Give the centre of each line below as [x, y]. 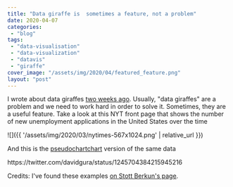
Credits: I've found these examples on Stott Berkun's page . [93, 176]
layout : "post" [30, 79]
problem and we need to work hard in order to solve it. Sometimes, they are [117, 107]
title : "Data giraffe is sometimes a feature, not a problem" [102, 14]
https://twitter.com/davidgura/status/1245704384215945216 [95, 162]
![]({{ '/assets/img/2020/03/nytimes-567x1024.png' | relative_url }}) [105, 135]
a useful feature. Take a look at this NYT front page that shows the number [115, 114]
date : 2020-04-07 [33, 20]
